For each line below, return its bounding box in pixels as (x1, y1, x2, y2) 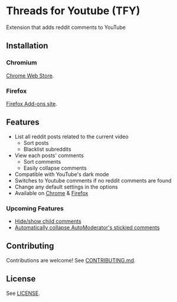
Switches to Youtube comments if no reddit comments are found (14, 177, 172, 184)
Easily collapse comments (23, 164, 87, 171)
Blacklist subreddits (23, 145, 72, 152)
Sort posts (23, 139, 49, 146)
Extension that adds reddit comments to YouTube (6, 24, 126, 31)
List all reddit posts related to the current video (14, 133, 129, 140)
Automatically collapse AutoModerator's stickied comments (14, 224, 160, 231)
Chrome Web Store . (6, 72, 54, 79)
